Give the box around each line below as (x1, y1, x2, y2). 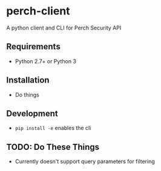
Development (6, 108, 59, 119)
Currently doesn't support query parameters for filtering (15, 158, 156, 165)
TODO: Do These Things (6, 141, 100, 152)
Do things (15, 91, 39, 98)
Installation (6, 75, 50, 85)
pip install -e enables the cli (15, 125, 91, 132)
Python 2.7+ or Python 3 (15, 57, 77, 64)
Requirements (6, 42, 61, 52)
